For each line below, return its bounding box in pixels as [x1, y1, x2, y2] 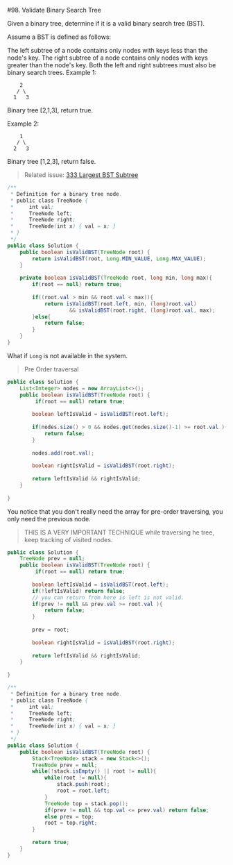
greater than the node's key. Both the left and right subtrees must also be [7, 61, 216, 69]
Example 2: [7, 119, 40, 128]
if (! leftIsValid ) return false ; [32, 587, 126, 594]
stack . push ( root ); [56, 781, 110, 788]
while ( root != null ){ [44, 774, 107, 782]
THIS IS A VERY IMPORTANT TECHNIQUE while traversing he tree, [24, 528, 215, 537]
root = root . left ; [56, 787, 110, 794]
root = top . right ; [44, 819, 98, 827]
